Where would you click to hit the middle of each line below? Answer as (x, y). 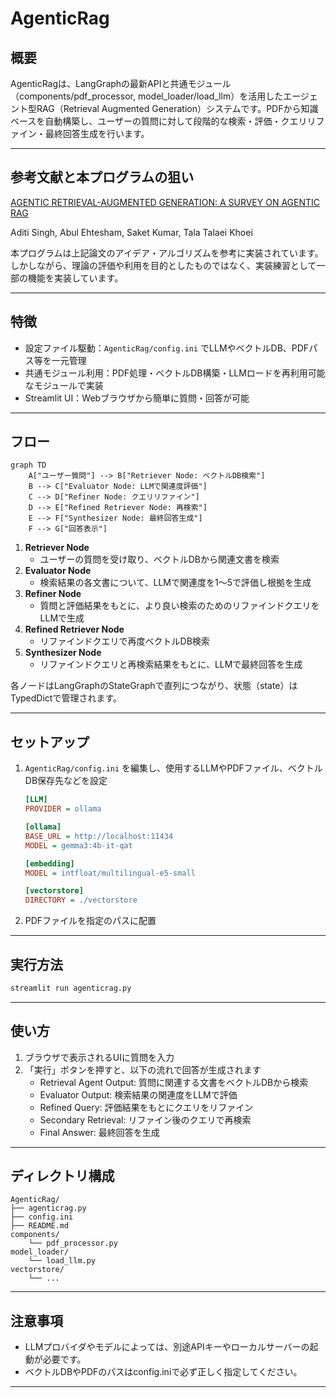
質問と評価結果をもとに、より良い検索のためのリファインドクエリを (179, 606)
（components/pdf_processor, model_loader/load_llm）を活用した (147, 96)
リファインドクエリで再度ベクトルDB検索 (124, 641)
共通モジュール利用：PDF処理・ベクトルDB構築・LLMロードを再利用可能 (175, 373)
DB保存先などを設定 (66, 781)
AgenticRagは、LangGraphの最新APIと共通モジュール (121, 83)
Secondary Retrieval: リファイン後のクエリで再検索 (145, 1119)
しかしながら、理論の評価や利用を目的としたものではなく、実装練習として (163, 265)
